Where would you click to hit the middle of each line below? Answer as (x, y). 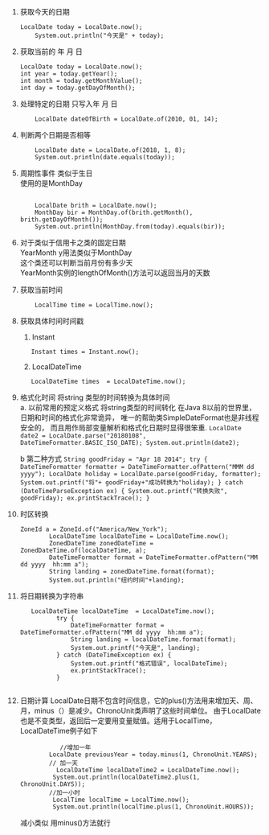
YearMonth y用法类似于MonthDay (76, 253)
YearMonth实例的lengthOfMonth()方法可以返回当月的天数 (115, 273)
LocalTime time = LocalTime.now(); (94, 305)
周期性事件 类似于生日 (56, 173)
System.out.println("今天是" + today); (100, 35)
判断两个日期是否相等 (55, 135)
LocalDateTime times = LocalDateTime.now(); (108, 381)
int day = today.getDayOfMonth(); (77, 88)
